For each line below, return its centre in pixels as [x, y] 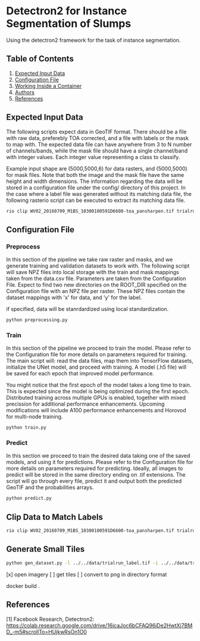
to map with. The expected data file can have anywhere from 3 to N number [99, 144]
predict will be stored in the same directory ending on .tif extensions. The [96, 475]
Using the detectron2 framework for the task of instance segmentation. [93, 40]
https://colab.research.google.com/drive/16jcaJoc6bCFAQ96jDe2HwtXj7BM [99, 625]
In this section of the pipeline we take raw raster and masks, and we [90, 260]
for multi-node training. [35, 417]
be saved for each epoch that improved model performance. [80, 374]
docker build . [23, 586]
